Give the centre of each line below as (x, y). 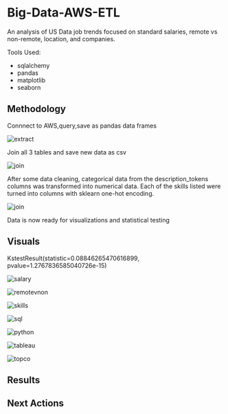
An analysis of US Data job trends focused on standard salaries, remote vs (112, 32)
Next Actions (35, 403)
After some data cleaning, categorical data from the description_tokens (108, 179)
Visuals (23, 242)
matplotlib (31, 80)
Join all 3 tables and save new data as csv (67, 152)
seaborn (29, 87)
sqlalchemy (33, 65)
